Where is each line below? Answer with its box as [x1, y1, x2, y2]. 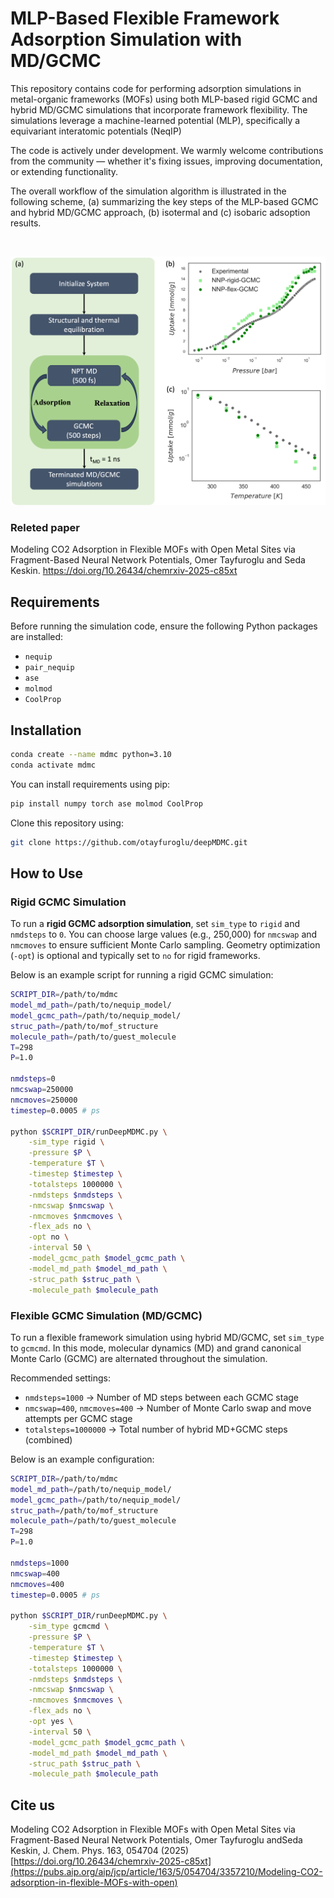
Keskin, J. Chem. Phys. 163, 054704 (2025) [10, 1845, 190, 1857]
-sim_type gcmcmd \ [28, 1622, 110, 1632]
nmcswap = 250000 [10, 1085, 74, 1095]
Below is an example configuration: [10, 1453, 155, 1465]
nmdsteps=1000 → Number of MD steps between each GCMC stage [24, 1391, 299, 1403]
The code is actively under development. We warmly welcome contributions [10, 144, 324, 156]
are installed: [10, 631, 64, 643]
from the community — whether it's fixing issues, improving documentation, [10, 155, 323, 167]
